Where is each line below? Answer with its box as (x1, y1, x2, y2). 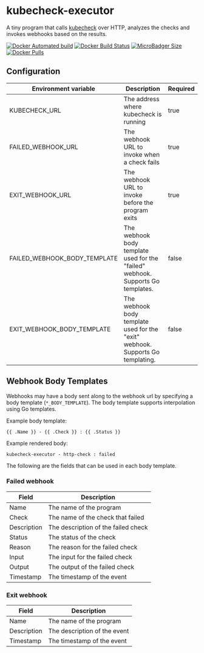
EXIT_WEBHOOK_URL (9, 190, 72, 199)
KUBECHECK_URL (9, 106, 62, 115)
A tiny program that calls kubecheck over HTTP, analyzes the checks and (6, 24, 190, 31)
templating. (123, 355, 156, 363)
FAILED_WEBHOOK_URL (9, 143, 79, 151)
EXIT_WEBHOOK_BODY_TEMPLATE (9, 324, 111, 333)
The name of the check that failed (48, 513, 144, 521)
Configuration (6, 66, 61, 77)
